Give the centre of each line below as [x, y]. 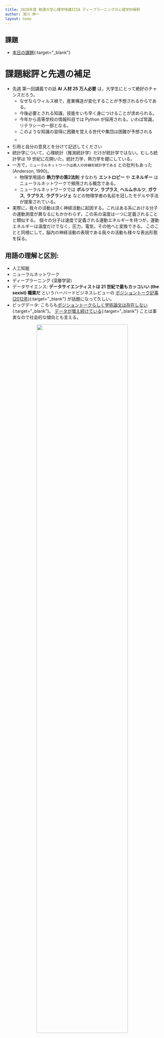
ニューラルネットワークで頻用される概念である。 [69, 183]
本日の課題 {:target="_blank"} [41, 52]
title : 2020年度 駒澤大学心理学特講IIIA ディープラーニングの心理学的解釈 [73, 10]
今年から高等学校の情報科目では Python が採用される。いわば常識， [88, 119]
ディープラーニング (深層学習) [42, 280]
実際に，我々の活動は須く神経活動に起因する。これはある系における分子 [85, 208]
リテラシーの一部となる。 [45, 126]
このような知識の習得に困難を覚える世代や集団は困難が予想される [86, 132]
